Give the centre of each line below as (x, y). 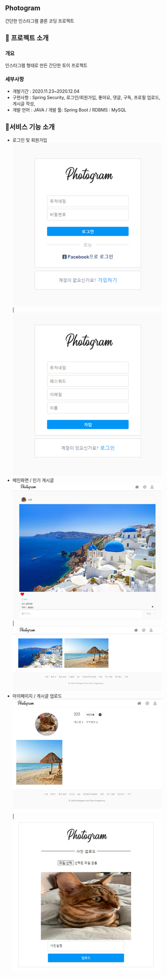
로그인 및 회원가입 (30, 140)
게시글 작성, (24, 104)
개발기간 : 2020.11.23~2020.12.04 (46, 91)
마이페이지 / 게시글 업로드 (37, 696)
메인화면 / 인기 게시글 (33, 481)
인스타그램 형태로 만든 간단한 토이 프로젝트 (46, 65)
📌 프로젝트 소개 (27, 38)
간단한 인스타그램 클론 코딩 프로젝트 (40, 21)
